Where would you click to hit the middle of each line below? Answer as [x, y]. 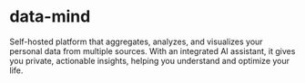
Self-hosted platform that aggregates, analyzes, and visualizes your [136, 41]
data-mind [50, 17]
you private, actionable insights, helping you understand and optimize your [149, 60]
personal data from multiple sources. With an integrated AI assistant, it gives [152, 51]
